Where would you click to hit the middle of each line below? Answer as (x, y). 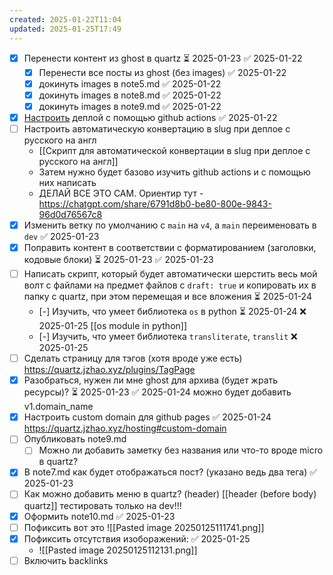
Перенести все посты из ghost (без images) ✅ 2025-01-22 (162, 72)
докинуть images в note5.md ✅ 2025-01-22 (130, 83)
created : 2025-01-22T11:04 (65, 19)
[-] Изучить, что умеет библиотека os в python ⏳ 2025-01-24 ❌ (172, 312)
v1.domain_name (58, 407)
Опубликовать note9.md (75, 439)
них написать (67, 182)
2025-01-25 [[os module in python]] (113, 326)
